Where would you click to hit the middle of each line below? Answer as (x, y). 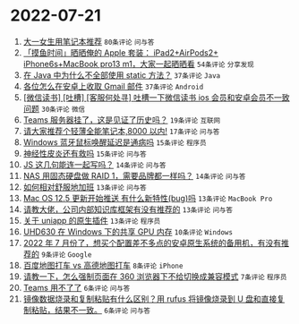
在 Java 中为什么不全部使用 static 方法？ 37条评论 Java (122, 75)
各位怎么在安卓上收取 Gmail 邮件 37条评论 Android (113, 86)
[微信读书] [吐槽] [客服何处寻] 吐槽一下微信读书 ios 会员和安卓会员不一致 (156, 97)
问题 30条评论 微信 (54, 108)
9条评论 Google (66, 255)
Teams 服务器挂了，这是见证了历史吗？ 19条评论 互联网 (122, 119)
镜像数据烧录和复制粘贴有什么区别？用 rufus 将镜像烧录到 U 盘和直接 (150, 298)
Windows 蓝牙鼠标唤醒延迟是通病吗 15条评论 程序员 (115, 142)
